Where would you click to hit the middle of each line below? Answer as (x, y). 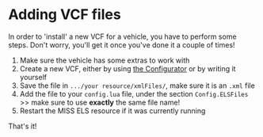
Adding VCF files (65, 15)
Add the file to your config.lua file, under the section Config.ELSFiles (134, 93)
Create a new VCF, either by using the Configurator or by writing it (128, 68)
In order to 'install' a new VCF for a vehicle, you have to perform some (122, 36)
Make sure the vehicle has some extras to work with (105, 60)
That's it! (23, 126)
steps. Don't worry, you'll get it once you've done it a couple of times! (122, 44)
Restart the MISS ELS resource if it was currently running (112, 110)
